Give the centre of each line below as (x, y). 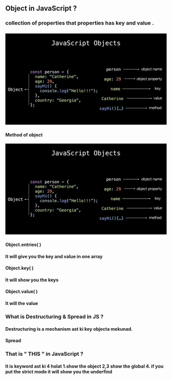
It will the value (22, 303)
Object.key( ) (19, 268)
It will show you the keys (32, 280)
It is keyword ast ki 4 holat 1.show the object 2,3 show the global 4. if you (84, 366)
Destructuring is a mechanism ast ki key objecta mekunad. (69, 329)
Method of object (24, 135)
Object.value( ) (21, 292)
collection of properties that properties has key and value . (80, 23)
